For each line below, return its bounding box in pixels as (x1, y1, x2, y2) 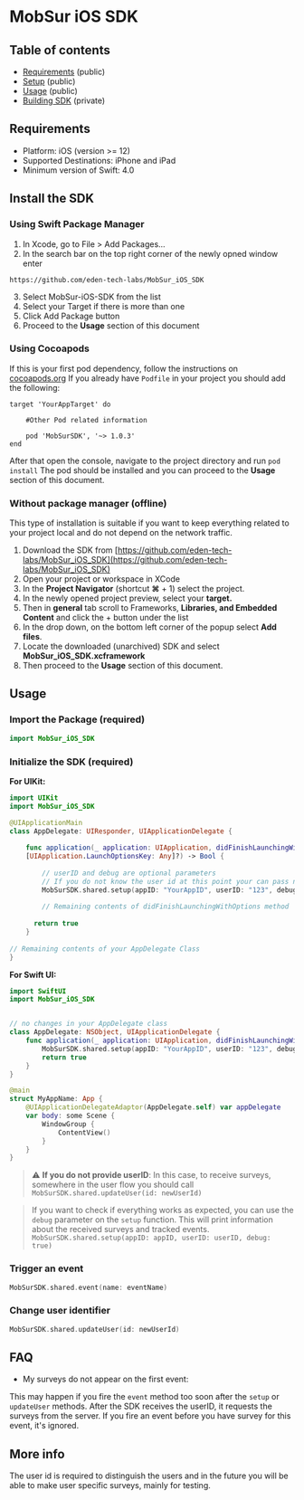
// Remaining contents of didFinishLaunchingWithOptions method (42, 902, 290, 911)
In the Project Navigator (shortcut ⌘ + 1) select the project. (22, 584, 245, 594)
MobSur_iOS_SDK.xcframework (22, 650, 146, 661)
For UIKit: (9, 775, 46, 786)
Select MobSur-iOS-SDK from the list (22, 291, 161, 302)
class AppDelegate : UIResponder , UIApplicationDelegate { (9, 826, 233, 836)
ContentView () (57, 1128, 111, 1137)
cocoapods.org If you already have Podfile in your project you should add (9, 373, 286, 384)
